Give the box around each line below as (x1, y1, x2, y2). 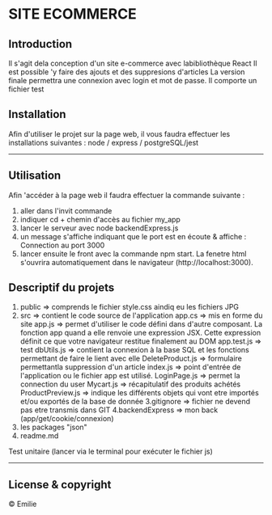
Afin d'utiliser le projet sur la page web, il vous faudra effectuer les (8, 129, 231, 138)
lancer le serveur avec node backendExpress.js (19, 223, 179, 233)
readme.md (19, 431, 59, 441)
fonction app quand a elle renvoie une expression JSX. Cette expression (19, 328, 261, 338)
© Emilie (8, 499, 37, 509)
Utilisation (8, 169, 62, 183)
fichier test (8, 84, 45, 94)
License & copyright (8, 478, 112, 492)
